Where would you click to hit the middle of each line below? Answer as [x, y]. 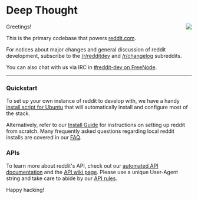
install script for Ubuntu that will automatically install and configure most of [97, 107]
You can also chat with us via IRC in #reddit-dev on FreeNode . [82, 67]
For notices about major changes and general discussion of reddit [86, 49]
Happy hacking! [25, 190]
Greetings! [19, 27]
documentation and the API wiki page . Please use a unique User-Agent [92, 172]
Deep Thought [42, 10]
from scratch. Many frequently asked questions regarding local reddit [90, 131]
